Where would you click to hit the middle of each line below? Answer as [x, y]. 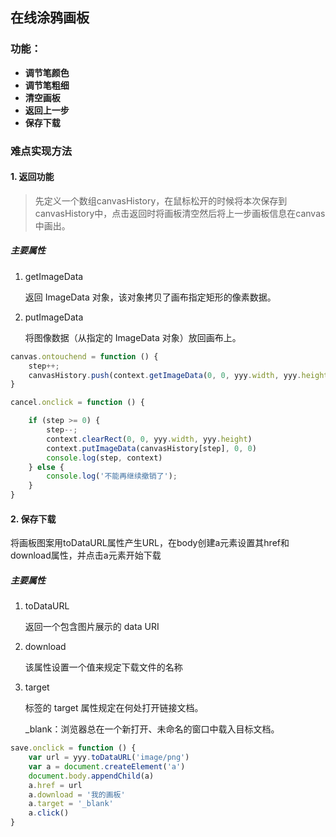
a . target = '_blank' [71, 804]
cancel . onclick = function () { [77, 403]
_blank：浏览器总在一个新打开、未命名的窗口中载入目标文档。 [152, 729]
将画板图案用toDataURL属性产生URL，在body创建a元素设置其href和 [150, 543]
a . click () [49, 813]
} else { [46, 467]
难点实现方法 [41, 151]
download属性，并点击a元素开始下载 [86, 555]
